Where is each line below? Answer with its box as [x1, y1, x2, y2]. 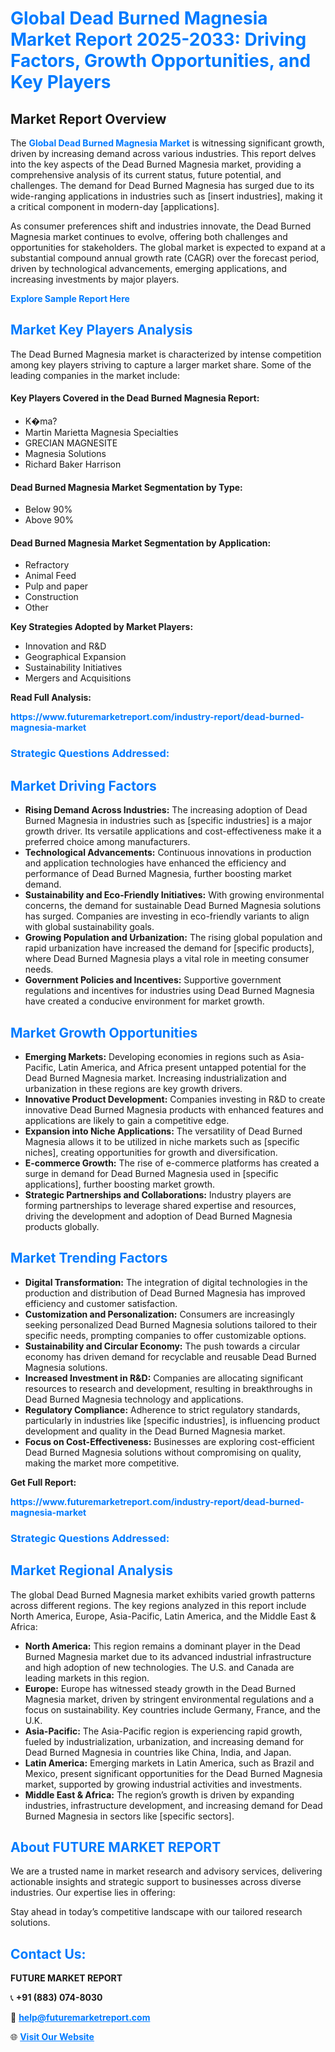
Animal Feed [24, 570, 77, 582]
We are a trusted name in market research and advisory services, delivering [10, 1865, 323, 1877]
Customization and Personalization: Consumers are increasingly [24, 1308, 295, 1320]
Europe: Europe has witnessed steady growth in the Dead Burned [24, 1682, 297, 1694]
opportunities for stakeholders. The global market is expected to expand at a [10, 242, 326, 253]
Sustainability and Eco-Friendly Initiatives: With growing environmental [24, 889, 325, 901]
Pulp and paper [24, 580, 89, 592]
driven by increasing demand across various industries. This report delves [10, 148, 317, 159]
